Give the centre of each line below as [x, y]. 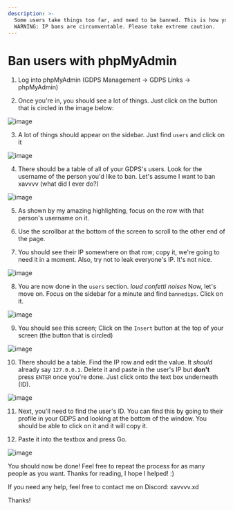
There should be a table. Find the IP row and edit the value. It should [115, 362]
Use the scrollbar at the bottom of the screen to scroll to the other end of [121, 231]
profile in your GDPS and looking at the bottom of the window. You [112, 419]
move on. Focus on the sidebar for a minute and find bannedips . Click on [120, 294]
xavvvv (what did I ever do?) [58, 184]
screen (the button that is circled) [65, 335]
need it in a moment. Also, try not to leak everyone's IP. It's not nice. [115, 260]
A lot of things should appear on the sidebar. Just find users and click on [121, 135]
